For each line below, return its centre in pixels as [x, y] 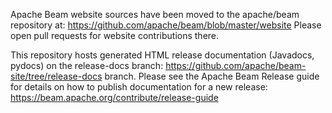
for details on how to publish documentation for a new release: [139, 87]
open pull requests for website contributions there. [115, 35]
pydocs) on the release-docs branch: [87, 65]
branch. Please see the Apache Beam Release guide [212, 76]
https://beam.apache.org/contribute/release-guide [114, 97]
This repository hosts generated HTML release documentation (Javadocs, [162, 55]
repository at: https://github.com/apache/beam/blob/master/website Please [166, 25]
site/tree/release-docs [56, 76]
